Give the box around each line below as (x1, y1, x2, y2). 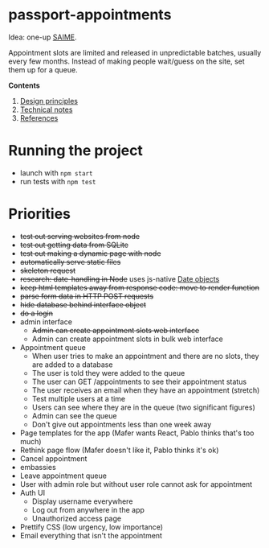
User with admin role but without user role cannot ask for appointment (19, 479, 253, 488)
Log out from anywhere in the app (31, 505, 145, 514)
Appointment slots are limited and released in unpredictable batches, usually (8, 47, 262, 57)
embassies (19, 462, 56, 472)
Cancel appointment (19, 453, 88, 464)
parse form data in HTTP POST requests (19, 291, 154, 301)
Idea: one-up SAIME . (8, 32, 78, 42)
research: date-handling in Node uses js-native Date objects (19, 274, 220, 283)
